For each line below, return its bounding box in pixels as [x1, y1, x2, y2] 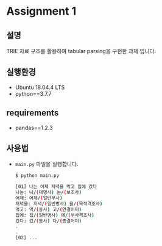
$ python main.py [15, 173, 60, 179]
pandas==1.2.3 [15, 124, 53, 131]
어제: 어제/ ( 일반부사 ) [15, 195, 63, 201]
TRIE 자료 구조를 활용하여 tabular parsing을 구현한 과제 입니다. [6, 48, 157, 54]
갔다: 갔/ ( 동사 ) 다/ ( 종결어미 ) [15, 218, 82, 224]
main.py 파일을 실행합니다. [15, 161, 79, 168]
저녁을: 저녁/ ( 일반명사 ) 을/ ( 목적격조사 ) [15, 200, 103, 207]
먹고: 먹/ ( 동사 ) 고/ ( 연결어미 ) [15, 206, 82, 212]
